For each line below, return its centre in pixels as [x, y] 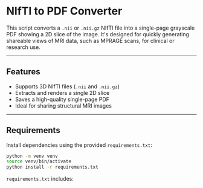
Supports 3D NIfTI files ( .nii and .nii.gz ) [67, 86]
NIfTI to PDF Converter [64, 11]
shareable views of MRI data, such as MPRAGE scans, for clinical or [90, 41]
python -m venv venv [32, 156]
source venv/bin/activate [39, 161]
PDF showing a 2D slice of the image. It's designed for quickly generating [98, 34]
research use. [23, 47]
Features [23, 72]
